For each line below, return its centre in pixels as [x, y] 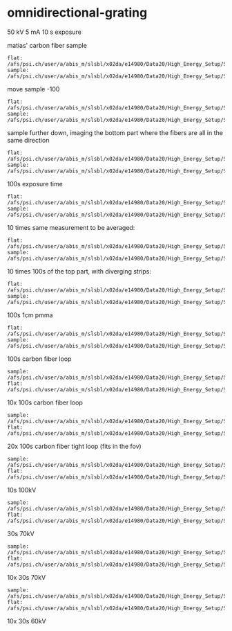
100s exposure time [35, 184]
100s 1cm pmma [30, 315]
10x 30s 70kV [27, 577]
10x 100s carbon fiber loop [45, 402]
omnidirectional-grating [77, 13]
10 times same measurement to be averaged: [71, 227]
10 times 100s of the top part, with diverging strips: [79, 271]
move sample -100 [33, 89]
